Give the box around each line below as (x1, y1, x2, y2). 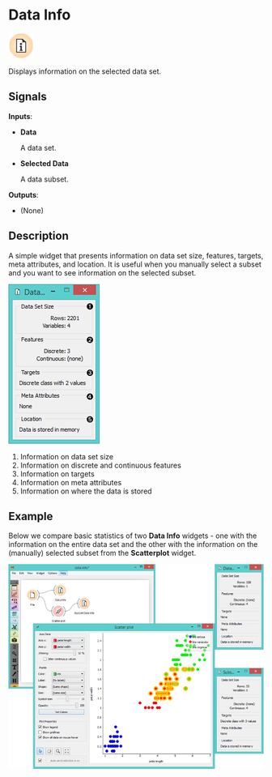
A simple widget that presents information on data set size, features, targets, (8, 250, 264, 260)
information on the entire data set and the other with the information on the (8, 540, 258, 549)
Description (8, 229, 69, 243)
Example (8, 509, 53, 523)
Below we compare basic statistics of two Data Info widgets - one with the (8, 531, 257, 540)
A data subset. (19, 174, 69, 184)
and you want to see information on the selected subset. (8, 267, 197, 277)
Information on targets (19, 468, 95, 479)
